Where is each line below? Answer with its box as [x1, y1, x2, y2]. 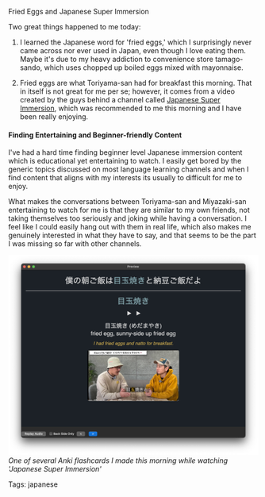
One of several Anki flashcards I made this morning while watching [8, 456, 229, 465]
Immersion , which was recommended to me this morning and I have [19, 103, 242, 113]
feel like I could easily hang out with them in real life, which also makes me [8, 222, 252, 232]
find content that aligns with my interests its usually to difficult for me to [8, 173, 243, 183]
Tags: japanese [8, 480, 58, 489]
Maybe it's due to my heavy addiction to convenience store [19, 55, 214, 64]
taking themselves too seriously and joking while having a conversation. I [8, 214, 248, 223]
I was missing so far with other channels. [8, 239, 142, 248]
